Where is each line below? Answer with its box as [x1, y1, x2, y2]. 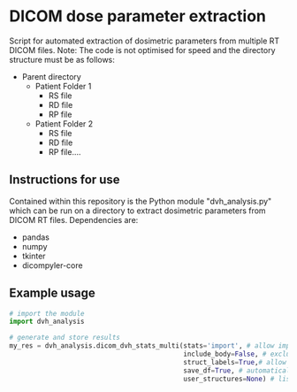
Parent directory [21, 71, 81, 81]
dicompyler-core [21, 259, 83, 271]
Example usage [9, 286, 95, 301]
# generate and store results [9, 334, 121, 342]
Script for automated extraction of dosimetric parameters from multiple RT [9, 35, 280, 46]
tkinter [21, 250, 46, 261]
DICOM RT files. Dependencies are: [9, 214, 139, 225]
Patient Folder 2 [34, 118, 94, 129]
